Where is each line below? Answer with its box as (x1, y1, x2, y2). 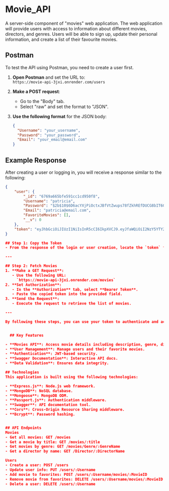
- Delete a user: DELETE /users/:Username (5, 481, 96, 486)
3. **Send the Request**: (5, 297, 59, 302)
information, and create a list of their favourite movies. (5, 36, 118, 42)
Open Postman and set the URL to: (12, 74, 86, 80)
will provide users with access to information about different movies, (5, 25, 147, 31)
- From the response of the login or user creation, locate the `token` (5, 245, 161, 251)
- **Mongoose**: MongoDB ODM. (5, 393, 69, 398)
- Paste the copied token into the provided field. (12, 291, 123, 297)
